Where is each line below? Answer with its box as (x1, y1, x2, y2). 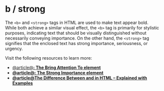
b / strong (5, 3, 46, 15)
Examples (12, 80, 33, 86)
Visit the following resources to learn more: (5, 55, 92, 61)
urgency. (5, 45, 23, 51)
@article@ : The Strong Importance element (12, 69, 104, 75)
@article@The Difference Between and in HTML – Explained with (12, 75, 147, 81)
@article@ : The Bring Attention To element (12, 65, 101, 70)
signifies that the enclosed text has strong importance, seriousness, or (5, 40, 148, 46)
